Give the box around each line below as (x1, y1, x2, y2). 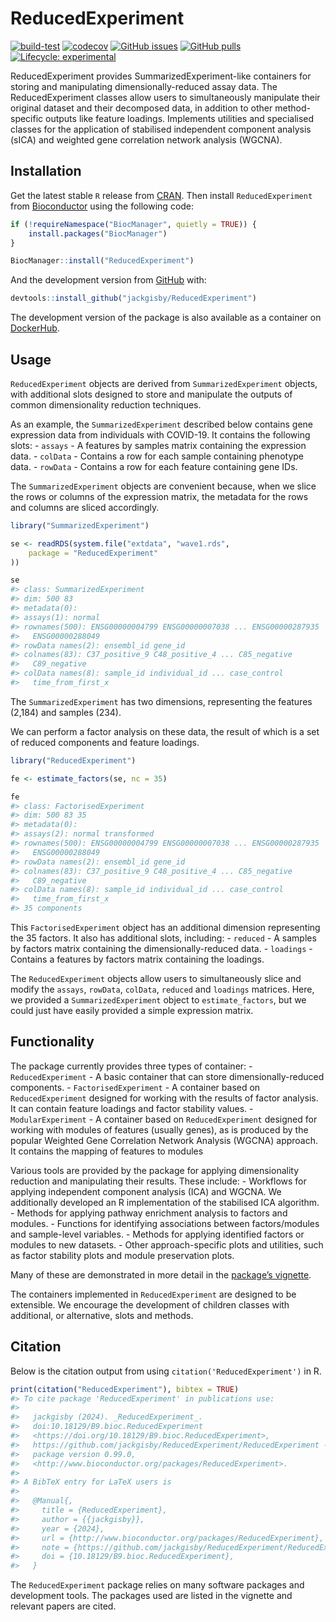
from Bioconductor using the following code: (10, 200, 195, 212)
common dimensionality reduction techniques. (10, 398, 202, 411)
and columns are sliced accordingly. (10, 501, 160, 513)
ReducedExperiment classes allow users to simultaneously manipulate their (10, 91, 321, 103)
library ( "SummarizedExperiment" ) (10, 520, 150, 531)
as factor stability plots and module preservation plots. (10, 1249, 235, 1261)
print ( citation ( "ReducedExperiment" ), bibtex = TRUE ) (10, 1384, 240, 1394)
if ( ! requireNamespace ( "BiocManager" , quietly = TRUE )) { (10, 219, 257, 229)
